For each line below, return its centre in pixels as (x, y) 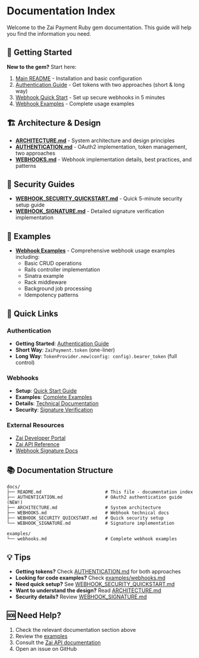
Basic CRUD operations (53, 264)
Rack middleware (45, 282)
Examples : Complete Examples (54, 397)
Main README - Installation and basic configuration (78, 78)
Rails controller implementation (62, 270)
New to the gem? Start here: (42, 67)
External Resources (36, 425)
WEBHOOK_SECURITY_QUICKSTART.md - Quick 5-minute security (99, 199)
